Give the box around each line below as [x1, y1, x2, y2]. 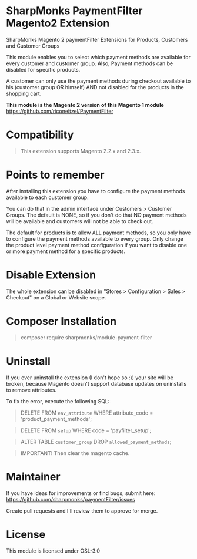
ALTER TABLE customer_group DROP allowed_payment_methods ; [20, 438, 172, 445]
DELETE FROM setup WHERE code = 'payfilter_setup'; [20, 427, 152, 434]
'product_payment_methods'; [20, 415, 92, 422]
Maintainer [6, 470, 61, 483]
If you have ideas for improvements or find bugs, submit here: [6, 489, 156, 497]
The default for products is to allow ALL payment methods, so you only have [6, 229, 191, 236]
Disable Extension [6, 268, 96, 281]
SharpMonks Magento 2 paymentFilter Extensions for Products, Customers [6, 36, 188, 43]
